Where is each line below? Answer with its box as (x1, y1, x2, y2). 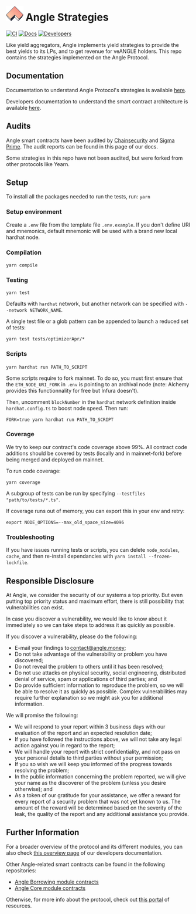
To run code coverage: (6, 467, 61, 474)
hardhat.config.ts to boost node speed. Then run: (6, 404, 129, 412)
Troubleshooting (6, 533, 54, 541)
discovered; (14, 656, 44, 663)
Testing (6, 276, 28, 284)
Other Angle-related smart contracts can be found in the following (6, 861, 166, 868)
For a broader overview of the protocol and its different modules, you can (6, 843, 183, 850)
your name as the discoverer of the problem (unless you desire (14, 779, 167, 786)
